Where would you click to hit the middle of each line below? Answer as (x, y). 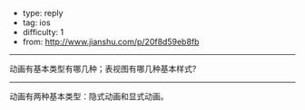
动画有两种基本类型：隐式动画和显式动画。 (89, 96)
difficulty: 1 (43, 32)
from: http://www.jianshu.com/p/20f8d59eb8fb (111, 41)
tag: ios (37, 23)
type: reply (43, 13)
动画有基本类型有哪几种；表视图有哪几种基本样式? (103, 69)
